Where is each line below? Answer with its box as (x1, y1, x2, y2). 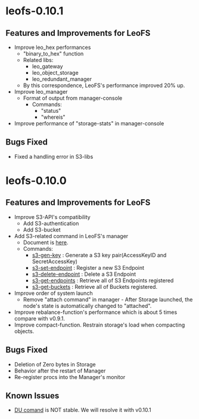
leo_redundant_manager (32, 76, 92, 82)
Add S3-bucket (23, 226, 61, 233)
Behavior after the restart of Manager (14, 367, 106, 374)
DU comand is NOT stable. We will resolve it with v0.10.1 (14, 406, 151, 414)
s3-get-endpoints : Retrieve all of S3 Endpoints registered (32, 276, 174, 284)
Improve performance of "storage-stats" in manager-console (14, 120, 164, 127)
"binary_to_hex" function (23, 50, 84, 57)
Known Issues (5, 391, 60, 401)
